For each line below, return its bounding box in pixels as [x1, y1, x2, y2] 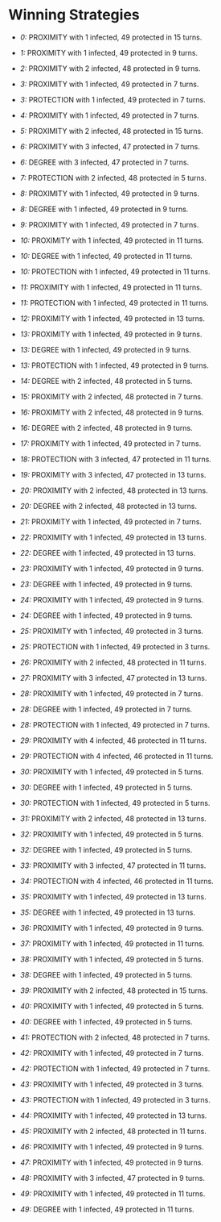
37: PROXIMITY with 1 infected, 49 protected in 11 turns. [19, 938, 205, 949]
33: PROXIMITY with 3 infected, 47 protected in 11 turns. [19, 861, 207, 870]
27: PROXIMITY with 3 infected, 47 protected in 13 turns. [19, 673, 207, 682]
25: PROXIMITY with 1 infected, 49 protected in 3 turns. [19, 626, 203, 636]
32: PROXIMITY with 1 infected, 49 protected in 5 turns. [19, 829, 203, 839]
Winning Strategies [8, 6, 141, 24]
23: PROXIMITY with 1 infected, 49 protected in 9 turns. [19, 563, 204, 573]
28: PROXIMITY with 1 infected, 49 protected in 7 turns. [19, 688, 203, 699]
